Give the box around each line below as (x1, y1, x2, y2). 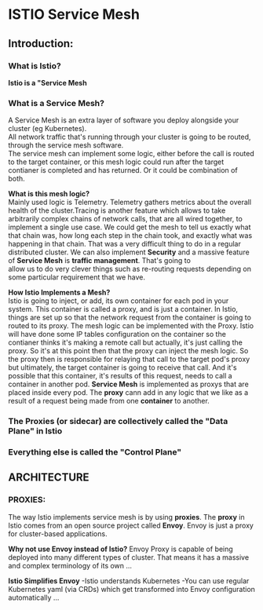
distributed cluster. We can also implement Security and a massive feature (8, 247, 250, 257)
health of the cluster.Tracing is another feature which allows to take (8, 206, 226, 215)
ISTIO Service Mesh (8, 5, 140, 24)
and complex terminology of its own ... (8, 561, 132, 570)
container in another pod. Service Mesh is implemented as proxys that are (8, 379, 249, 389)
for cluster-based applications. (8, 528, 108, 539)
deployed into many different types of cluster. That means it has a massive (8, 552, 250, 562)
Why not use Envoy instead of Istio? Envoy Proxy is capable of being (8, 544, 233, 553)
